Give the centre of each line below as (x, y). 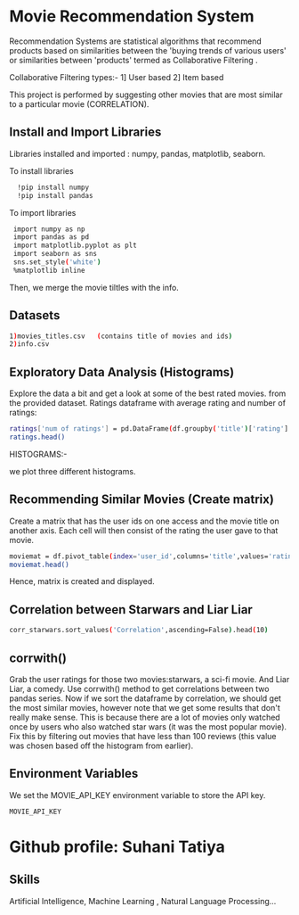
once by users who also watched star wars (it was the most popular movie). (148, 726)
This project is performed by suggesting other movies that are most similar (146, 95)
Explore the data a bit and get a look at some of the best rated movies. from (148, 393)
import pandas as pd (51, 237)
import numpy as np (49, 229)
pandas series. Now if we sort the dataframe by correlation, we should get (145, 698)
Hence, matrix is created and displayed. (82, 581)
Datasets (35, 315)
